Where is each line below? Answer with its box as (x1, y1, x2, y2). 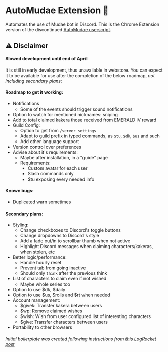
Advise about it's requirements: (12, 149, 78, 155)
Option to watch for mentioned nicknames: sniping (12, 111, 118, 117)
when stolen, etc (20, 249, 55, 255)
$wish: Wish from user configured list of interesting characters (20, 313, 151, 320)
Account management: (12, 297, 61, 303)
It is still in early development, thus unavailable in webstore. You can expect (5, 67, 163, 73)
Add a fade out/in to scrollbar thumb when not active (20, 238, 131, 244)
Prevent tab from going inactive (20, 265, 86, 271)
